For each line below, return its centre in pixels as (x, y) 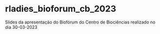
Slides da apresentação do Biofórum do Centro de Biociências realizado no (80, 22)
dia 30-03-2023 (21, 27)
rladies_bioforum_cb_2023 (61, 9)
